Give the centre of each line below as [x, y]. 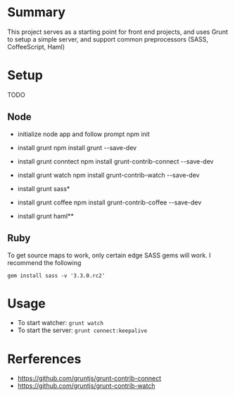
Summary [36, 12]
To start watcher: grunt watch [61, 323]
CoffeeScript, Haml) [36, 47]
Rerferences [44, 359]
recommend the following [44, 262]
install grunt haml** [45, 216]
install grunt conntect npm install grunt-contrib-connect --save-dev [115, 161]
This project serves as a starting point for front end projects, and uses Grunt [118, 32]
